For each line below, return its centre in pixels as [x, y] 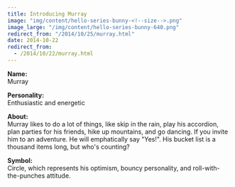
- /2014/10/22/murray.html [54, 54]
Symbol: [20, 160]
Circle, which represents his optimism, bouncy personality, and [99, 168]
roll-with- [206, 168]
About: [18, 116]
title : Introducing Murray [47, 14]
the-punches [26, 176]
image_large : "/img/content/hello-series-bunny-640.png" [93, 27]
